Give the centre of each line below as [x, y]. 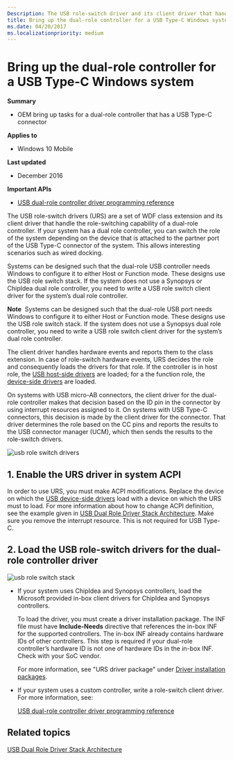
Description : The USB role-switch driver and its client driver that [110, 14]
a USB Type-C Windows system [101, 82]
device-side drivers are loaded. [52, 381]
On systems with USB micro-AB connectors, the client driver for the [104, 395]
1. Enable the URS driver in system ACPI [94, 475]
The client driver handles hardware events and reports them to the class [110, 352]
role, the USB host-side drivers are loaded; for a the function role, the [106, 374]
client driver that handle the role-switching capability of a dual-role [103, 223]
